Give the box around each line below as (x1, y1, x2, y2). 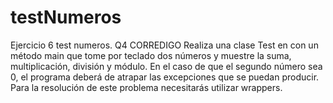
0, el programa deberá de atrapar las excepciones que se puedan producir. (10, 71, 320, 83)
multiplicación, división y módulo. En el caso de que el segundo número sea (10, 60, 323, 72)
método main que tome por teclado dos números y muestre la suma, (10, 49, 292, 61)
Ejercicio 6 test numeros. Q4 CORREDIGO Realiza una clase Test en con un (10, 39, 319, 51)
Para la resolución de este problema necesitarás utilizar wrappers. (10, 81, 283, 93)
